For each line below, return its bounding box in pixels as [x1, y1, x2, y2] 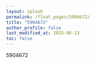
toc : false [6, 36, 33, 41]
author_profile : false [6, 24, 61, 31]
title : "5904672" [6, 19, 49, 25]
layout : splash [6, 8, 43, 15]
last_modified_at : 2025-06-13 [6, 30, 80, 36]
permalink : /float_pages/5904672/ [6, 14, 91, 20]
